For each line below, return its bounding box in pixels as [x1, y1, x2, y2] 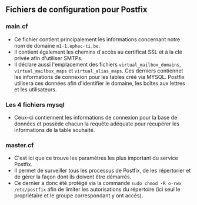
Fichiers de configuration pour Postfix [5, 5, 148, 15]
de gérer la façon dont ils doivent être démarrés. [14, 173, 132, 180]
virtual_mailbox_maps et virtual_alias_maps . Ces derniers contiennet [14, 67, 183, 74]
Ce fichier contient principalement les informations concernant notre [14, 35, 181, 43]
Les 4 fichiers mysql [5, 100, 65, 108]
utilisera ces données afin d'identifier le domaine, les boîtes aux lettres [14, 80, 186, 87]
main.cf [5, 22, 28, 31]
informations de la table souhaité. [14, 126, 95, 133]
